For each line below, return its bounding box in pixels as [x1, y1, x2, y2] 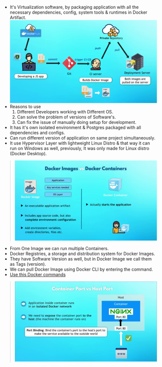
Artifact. [9, 15, 26, 20]
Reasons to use [9, 104, 41, 110]
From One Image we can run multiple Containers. [9, 246, 109, 252]
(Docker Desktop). [9, 151, 47, 157]
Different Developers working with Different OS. [17, 109, 114, 115]
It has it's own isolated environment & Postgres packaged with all [9, 125, 141, 131]
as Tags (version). [9, 261, 46, 267]
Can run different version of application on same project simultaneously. [9, 135, 156, 141]
